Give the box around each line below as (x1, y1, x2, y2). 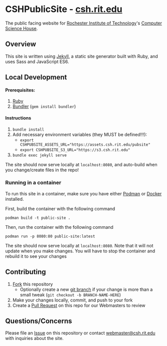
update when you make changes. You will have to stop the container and (5, 248, 155, 254)
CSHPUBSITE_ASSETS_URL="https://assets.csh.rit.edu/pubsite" (20, 142, 150, 147)
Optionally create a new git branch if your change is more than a (20, 286, 153, 292)
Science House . (5, 25, 38, 31)
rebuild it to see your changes (5, 253, 67, 259)
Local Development (5, 73, 67, 82)
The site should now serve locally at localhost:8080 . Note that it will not (5, 242, 153, 248)
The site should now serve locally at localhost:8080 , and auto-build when (5, 161, 157, 167)
